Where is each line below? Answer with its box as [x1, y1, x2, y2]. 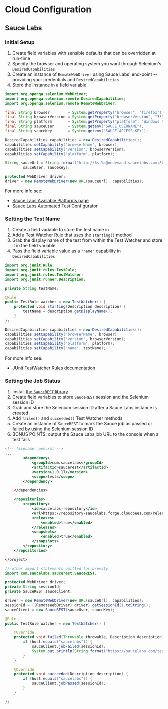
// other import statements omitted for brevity [5, 566, 108, 571]
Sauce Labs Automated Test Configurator [12, 203, 98, 209]
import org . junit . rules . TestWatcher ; [5, 272, 84, 277]
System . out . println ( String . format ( [31, 648, 106, 654]
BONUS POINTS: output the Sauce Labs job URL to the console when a [12, 431, 159, 437]
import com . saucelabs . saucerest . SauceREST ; [5, 571, 97, 576]
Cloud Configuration [5, 4, 92, 15]
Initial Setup [5, 39, 35, 46]
